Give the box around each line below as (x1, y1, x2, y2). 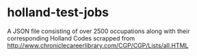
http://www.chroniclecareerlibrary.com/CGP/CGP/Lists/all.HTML (7, 41, 189, 49)
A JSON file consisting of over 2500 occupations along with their (7, 27, 190, 35)
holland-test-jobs (7, 5, 109, 20)
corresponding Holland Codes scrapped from (7, 34, 135, 42)
